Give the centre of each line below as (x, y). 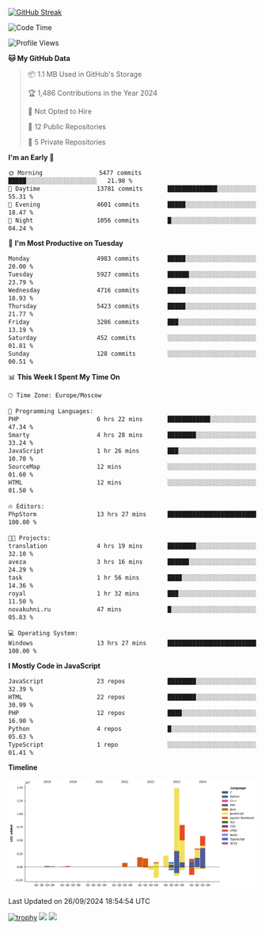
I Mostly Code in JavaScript (55, 666)
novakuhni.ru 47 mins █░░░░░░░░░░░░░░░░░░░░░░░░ (132, 610)
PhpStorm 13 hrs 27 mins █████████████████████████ (132, 515)
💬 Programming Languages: (51, 411)
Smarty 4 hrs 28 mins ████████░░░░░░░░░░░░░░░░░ (132, 435)
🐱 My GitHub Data (40, 58)
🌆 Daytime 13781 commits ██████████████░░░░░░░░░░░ (132, 189)
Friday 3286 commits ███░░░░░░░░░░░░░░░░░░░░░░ (132, 322)
